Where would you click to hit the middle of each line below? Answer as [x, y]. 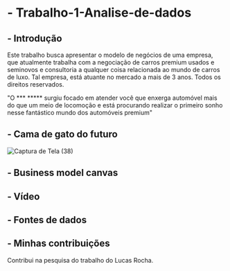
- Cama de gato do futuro [62, 134]
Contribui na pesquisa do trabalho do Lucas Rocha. [80, 260]
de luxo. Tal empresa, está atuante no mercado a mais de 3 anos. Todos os [114, 77]
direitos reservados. [36, 84]
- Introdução [35, 38]
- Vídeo [24, 196]
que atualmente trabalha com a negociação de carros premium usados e [111, 62]
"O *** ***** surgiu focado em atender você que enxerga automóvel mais [112, 98]
